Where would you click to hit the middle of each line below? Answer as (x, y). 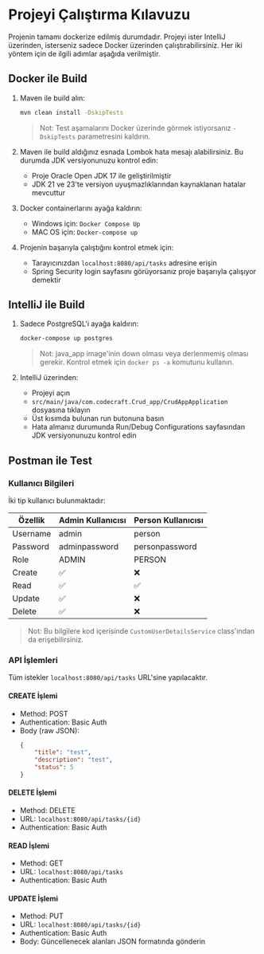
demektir (46, 280)
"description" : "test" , (74, 760)
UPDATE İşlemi (33, 898)
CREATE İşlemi (33, 696)
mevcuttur (49, 192)
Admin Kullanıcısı (92, 520)
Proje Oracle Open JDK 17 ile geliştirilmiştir (101, 175)
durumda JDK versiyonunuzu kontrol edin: (89, 160)
